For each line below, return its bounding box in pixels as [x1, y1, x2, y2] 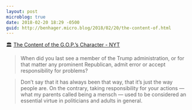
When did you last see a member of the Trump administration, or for [20, 55, 184, 62]
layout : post [6, 8, 38, 15]
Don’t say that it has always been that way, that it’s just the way [20, 78, 173, 85]
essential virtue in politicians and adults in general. [20, 97, 143, 104]
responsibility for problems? [20, 67, 88, 74]
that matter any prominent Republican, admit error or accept [20, 61, 166, 68]
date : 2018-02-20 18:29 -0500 [6, 19, 80, 25]
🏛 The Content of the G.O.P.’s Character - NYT [6, 42, 120, 49]
